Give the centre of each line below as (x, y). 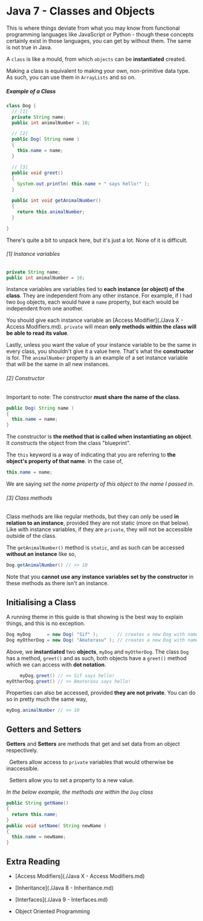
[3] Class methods (29, 498)
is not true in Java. (29, 47)
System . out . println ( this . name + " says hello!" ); (83, 184)
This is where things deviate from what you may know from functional (93, 28)
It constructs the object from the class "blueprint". (69, 443)
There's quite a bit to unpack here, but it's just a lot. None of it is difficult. (97, 240)
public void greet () (37, 173)
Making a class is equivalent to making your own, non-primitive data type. (98, 70)
